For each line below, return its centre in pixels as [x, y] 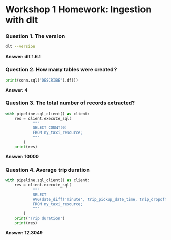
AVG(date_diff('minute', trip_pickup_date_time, [85, 199]
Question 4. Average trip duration [48, 170]
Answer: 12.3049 [24, 232]
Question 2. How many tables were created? [61, 70]
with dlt [22, 20]
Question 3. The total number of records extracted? [70, 103]
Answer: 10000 [22, 156]
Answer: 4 [17, 90]
